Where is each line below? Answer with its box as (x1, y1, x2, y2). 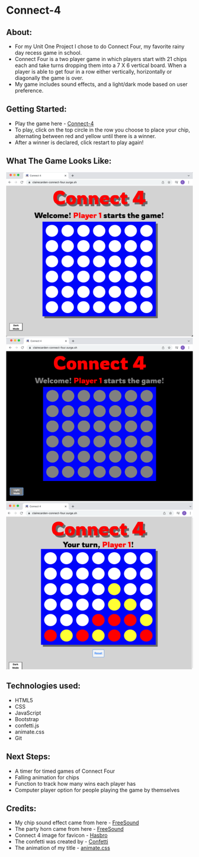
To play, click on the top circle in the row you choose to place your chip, (14, 126, 191, 133)
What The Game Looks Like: (6, 156, 112, 166)
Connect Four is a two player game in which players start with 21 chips (14, 56, 187, 62)
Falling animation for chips (14, 773, 79, 780)
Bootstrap (14, 715, 39, 722)
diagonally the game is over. (14, 75, 84, 81)
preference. (14, 87, 44, 94)
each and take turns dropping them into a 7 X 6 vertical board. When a (14, 62, 187, 69)
